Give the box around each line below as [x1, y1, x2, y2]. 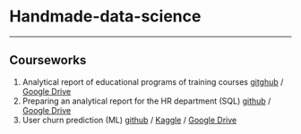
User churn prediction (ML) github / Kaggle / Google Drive [21, 114, 237, 125]
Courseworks [9, 53, 87, 68]
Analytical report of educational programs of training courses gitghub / [21, 76, 284, 87]
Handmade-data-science [9, 6, 202, 27]
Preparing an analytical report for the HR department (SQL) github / [21, 96, 271, 106]
